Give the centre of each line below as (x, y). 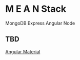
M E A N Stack (36, 9)
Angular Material (23, 51)
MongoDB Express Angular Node (40, 23)
